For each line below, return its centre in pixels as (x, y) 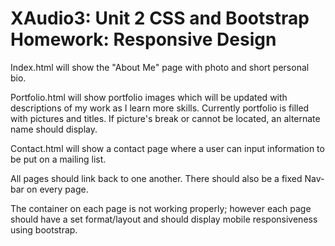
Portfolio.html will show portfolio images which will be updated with (149, 97)
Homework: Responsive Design (143, 39)
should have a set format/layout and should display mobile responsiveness (164, 219)
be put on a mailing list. (58, 159)
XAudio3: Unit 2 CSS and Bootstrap (160, 18)
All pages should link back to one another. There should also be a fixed (156, 178)
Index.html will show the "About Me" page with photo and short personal (160, 67)
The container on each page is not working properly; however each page (161, 208)
